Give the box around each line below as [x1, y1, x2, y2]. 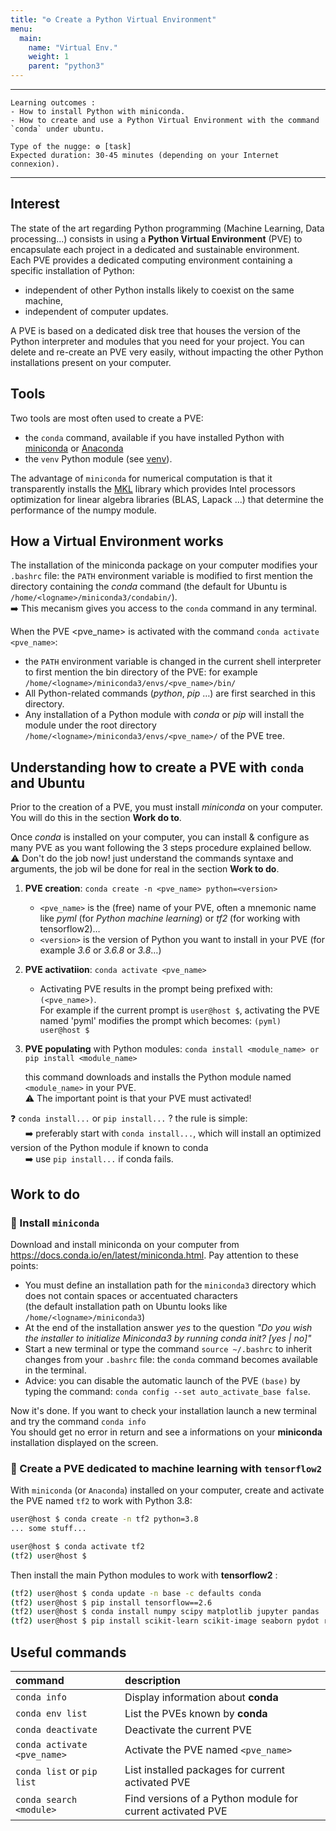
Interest [10, 196, 60, 213]
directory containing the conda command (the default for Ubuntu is [10, 581, 288, 593]
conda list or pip [15, 1764, 98, 1778]
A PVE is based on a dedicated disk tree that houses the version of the [10, 324, 301, 336]
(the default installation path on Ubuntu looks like [24, 1300, 228, 1312]
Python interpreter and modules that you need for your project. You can [10, 335, 305, 347]
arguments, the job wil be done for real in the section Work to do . [10, 863, 280, 875]
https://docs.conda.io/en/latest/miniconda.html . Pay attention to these [10, 1249, 299, 1261]
